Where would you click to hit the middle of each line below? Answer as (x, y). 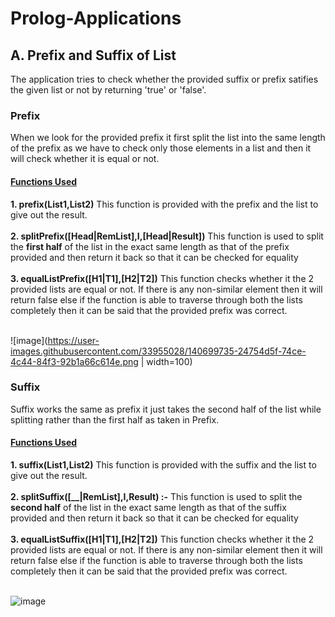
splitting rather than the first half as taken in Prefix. (115, 419)
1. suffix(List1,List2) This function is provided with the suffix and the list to (163, 465)
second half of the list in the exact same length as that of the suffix (148, 507)
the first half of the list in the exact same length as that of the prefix (150, 246)
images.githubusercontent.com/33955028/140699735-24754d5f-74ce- (158, 351)
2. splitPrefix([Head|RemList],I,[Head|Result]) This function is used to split (167, 236)
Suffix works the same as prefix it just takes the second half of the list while (166, 409)
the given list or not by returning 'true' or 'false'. (108, 90)
